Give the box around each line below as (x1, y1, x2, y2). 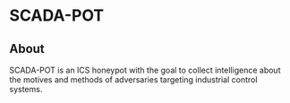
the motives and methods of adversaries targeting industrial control (9, 74, 258, 85)
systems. (9, 84, 43, 94)
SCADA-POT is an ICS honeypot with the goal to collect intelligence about (9, 64, 281, 75)
